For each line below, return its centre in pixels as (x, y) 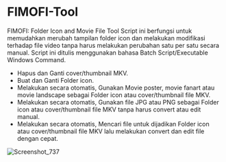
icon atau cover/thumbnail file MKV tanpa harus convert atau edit (109, 109)
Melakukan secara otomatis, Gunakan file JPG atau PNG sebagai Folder (118, 102)
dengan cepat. (37, 138)
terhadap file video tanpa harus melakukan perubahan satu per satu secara (113, 45)
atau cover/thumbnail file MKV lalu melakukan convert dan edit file (111, 131)
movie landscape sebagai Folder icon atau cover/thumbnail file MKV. (114, 95)
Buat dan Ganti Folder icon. (55, 80)
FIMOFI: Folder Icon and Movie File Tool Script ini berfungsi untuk (100, 31)
